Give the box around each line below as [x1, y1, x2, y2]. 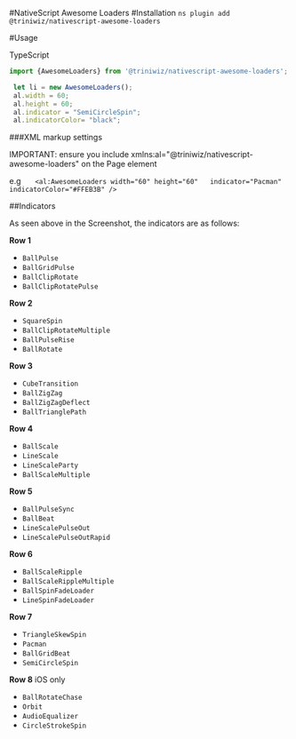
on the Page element [81, 159, 157, 170]
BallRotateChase [21, 693, 83, 703]
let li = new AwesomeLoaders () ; [12, 83, 133, 91]
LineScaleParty [21, 461, 79, 470]
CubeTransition [21, 379, 79, 389]
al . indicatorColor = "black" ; [12, 115, 122, 125]
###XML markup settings [9, 132, 103, 143]
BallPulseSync [21, 505, 75, 514]
